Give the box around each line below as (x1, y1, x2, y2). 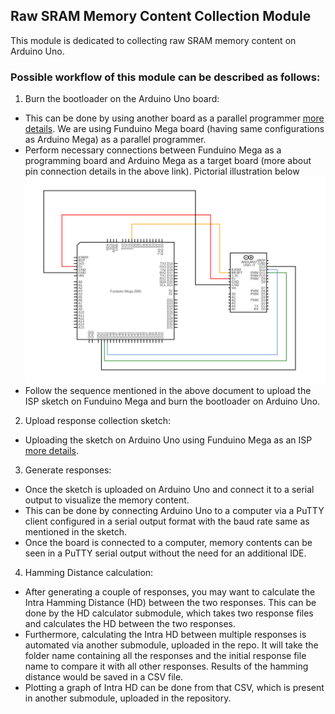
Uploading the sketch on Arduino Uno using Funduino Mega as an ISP (24, 434, 313, 446)
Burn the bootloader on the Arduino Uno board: (24, 93, 220, 105)
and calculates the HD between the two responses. (24, 617, 237, 629)
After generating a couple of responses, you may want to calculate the (24, 585, 316, 598)
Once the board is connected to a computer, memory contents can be (24, 536, 313, 548)
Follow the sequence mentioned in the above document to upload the (24, 384, 312, 396)
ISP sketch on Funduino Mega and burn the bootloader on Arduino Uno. (24, 395, 321, 407)
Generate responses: (24, 464, 112, 476)
